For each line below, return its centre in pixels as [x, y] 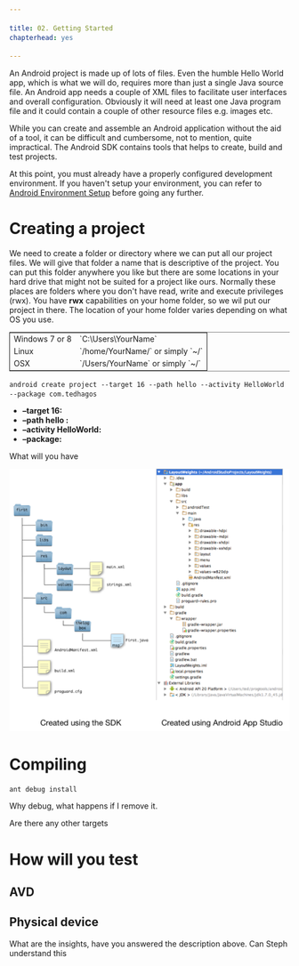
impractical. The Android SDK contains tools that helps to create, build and [146, 148]
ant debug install [43, 790]
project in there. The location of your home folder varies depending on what [148, 310]
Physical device [54, 922]
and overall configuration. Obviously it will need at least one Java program [145, 101]
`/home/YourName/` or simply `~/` [141, 351]
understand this [38, 953]
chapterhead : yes [41, 37]
